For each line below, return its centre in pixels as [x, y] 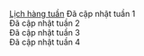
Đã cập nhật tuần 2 [45, 23]
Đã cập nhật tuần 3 [45, 32]
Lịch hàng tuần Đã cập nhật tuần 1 [72, 14]
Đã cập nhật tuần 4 [45, 42]
